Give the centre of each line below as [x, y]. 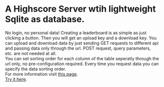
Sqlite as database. [45, 19]
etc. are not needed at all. [31, 53]
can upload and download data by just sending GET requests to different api [82, 43]
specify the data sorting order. [35, 69]
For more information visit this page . [42, 74]
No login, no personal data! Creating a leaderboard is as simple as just [76, 33]
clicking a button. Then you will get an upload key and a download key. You [81, 38]
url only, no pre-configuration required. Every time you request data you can [82, 64]
